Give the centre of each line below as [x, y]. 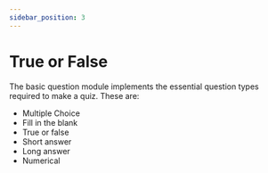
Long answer [46, 151]
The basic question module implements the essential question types [134, 86]
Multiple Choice [51, 113]
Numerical [41, 161]
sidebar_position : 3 [48, 17]
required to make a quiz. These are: [74, 95]
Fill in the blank [50, 122]
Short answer [47, 141]
